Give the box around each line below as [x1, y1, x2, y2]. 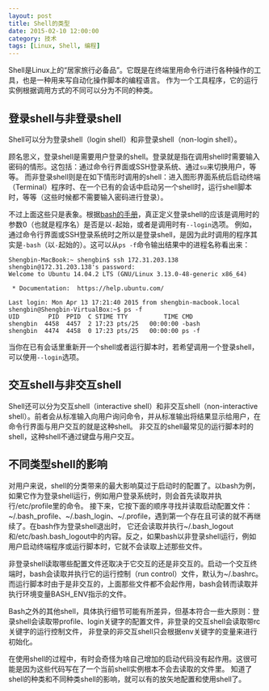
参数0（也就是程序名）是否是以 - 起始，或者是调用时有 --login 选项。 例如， [8, 220, 257, 229]
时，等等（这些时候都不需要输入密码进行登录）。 [8, 192, 168, 202]
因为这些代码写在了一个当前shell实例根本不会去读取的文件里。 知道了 [22, 663, 253, 673]
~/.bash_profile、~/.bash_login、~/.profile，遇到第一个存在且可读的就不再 [8, 511, 254, 521]
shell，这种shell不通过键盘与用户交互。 [8, 431, 139, 441]
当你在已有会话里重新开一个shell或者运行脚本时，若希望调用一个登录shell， [8, 342, 259, 352]
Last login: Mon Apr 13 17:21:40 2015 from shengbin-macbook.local [8, 298, 241, 306]
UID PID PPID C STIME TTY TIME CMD [8, 313, 194, 321]
